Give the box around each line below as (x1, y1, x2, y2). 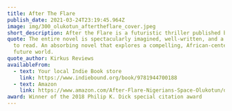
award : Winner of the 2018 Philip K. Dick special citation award (7, 94, 202, 101)
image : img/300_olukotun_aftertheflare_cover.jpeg (7, 23, 156, 30)
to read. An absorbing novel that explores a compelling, (13, 42, 184, 49)
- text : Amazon (13, 81, 57, 88)
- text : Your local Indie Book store (13, 68, 122, 74)
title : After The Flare (7, 10, 76, 17)
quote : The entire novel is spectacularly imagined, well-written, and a (7, 36, 224, 43)
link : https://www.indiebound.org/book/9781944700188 (19, 74, 177, 81)
